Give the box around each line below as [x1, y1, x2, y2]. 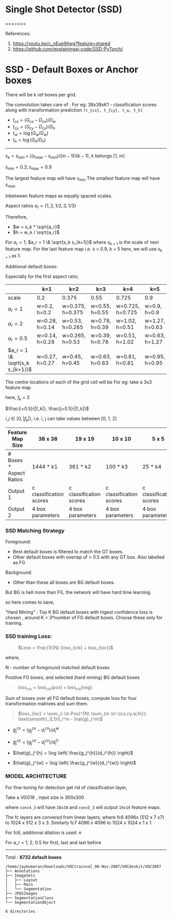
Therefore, [5, 214, 28, 220]
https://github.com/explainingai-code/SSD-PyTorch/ [12, 46, 123, 52]
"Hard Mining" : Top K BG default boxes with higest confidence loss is [5, 609, 153, 615]
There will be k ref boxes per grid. [5, 91, 77, 98]
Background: [5, 569, 32, 575]
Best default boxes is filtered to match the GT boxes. [12, 549, 124, 555]
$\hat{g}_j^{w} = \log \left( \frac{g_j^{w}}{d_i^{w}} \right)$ [12, 760, 137, 766]
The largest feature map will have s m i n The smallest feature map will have [5, 175, 160, 182]
